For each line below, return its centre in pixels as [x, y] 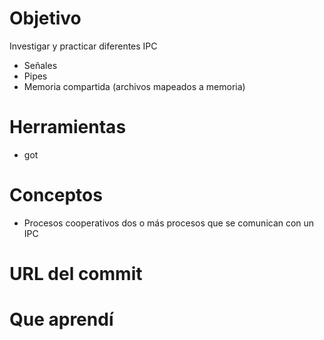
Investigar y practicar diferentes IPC [83, 46]
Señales [40, 65]
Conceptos [56, 195]
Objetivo [45, 18]
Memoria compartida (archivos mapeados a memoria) [134, 86]
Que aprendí [61, 319]
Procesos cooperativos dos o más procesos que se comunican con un [169, 223]
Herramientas [68, 127]
